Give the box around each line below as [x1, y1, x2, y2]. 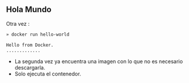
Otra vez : [6, 20, 30, 27]
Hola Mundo [6, 5, 52, 15]
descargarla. [14, 64, 46, 71]
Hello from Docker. [6, 42, 54, 48]
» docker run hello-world [6, 32, 69, 37]
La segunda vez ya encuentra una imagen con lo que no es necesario [14, 58, 183, 65]
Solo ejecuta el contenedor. [14, 70, 81, 78]
